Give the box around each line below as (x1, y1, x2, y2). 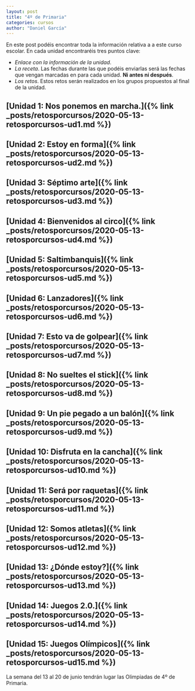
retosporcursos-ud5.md (6, 273, 97, 283)
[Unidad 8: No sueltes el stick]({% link (6, 370, 149, 380)
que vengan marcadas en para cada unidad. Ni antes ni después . (14, 71, 174, 78)
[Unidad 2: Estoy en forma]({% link (6, 140, 136, 150)
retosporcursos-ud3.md (6, 196, 97, 206)
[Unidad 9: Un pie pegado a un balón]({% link (6, 408, 174, 418)
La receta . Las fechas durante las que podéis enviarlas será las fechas (14, 65, 186, 72)
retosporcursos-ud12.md (6, 542, 100, 552)
